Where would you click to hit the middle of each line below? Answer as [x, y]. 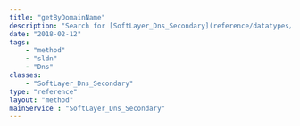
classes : [25, 75]
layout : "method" [42, 100]
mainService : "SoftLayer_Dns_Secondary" [87, 108]
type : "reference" [43, 91]
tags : [19, 42]
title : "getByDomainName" [57, 17]
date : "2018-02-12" [46, 34]
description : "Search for [57, 26]
